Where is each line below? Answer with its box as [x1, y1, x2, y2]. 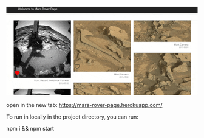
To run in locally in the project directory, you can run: [6, 113, 138, 120]
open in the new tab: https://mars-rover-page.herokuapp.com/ [6, 101, 163, 108]
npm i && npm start [6, 125, 55, 132]
